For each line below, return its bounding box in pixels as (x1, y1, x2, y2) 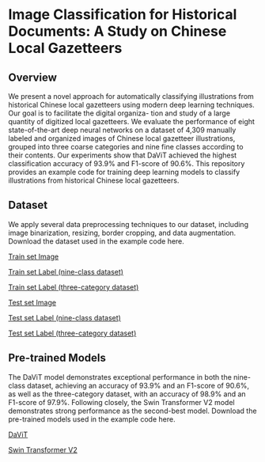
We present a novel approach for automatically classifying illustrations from (8, 92, 255, 100)
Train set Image (8, 252, 59, 261)
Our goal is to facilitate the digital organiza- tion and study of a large (8, 108, 231, 118)
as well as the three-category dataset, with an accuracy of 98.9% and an (8, 389, 247, 399)
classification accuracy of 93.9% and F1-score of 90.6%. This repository (8, 159, 245, 168)
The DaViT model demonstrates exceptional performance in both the (8, 372, 232, 381)
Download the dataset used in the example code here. (8, 236, 184, 246)
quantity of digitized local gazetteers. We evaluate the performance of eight (8, 117, 256, 126)
